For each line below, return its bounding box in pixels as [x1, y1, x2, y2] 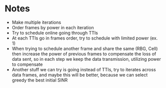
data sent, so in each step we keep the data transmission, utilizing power [11, 56, 161, 62]
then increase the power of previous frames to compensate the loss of [11, 50, 157, 57]
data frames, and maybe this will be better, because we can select [11, 72, 148, 78]
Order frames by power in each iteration [11, 24, 94, 30]
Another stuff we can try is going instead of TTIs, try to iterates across [11, 66, 156, 72]
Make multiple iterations [11, 19, 62, 25]
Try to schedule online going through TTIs [11, 30, 98, 36]
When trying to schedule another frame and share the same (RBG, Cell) [11, 45, 158, 51]
